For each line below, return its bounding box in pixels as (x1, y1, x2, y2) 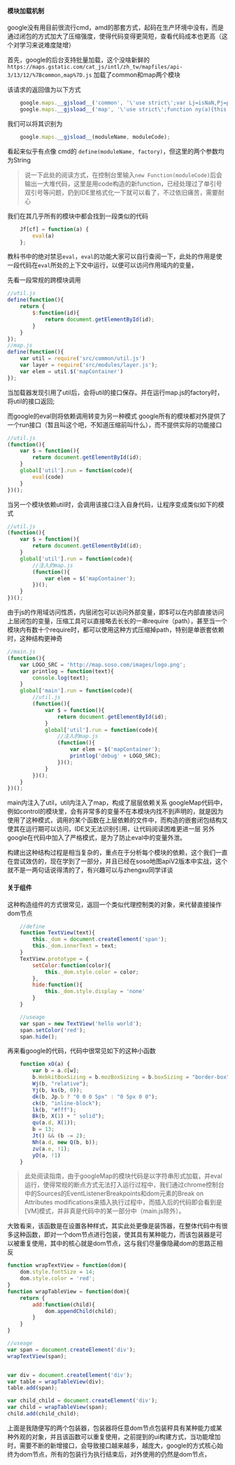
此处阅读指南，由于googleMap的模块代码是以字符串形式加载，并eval (24, 1172, 222, 1180)
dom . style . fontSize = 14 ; (20, 1268, 96, 1276)
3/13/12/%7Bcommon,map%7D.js (7, 72, 92, 79)
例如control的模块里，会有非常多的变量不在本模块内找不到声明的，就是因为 (7, 807, 224, 816)
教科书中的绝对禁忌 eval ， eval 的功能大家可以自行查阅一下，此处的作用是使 (7, 252, 222, 261)
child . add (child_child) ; (7, 1410, 80, 1417)
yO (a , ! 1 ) (32, 1152, 61, 1159)
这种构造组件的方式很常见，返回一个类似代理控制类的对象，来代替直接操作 (7, 900, 222, 908)
